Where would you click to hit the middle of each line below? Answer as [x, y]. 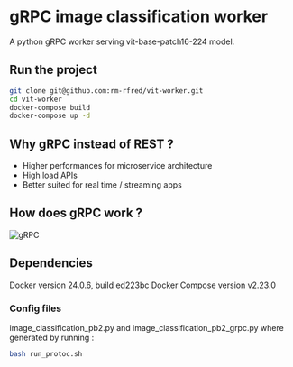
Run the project [53, 70]
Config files [36, 308]
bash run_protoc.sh [46, 353]
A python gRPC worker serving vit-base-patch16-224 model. [122, 41]
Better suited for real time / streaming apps [102, 185]
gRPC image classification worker [139, 17]
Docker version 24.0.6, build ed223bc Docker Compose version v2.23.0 [143, 285]
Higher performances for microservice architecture [117, 166]
